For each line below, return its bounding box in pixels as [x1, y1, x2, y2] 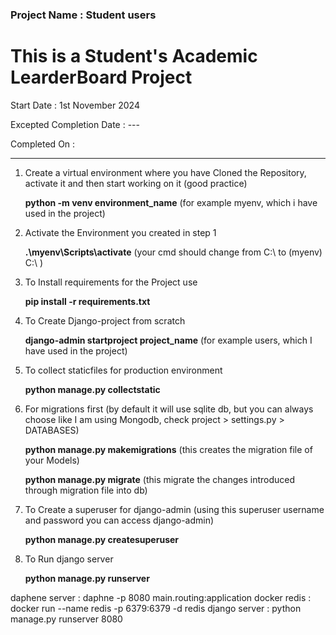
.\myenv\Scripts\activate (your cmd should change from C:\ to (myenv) [24, 246, 323, 258]
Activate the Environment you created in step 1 [24, 226, 217, 238]
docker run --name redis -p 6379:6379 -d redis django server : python [10, 602, 302, 614]
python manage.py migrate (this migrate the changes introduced [24, 473, 296, 485]
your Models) [24, 454, 80, 466]
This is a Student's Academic [10, 45, 258, 68]
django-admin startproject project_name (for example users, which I [24, 334, 313, 346]
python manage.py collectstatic [24, 383, 161, 395]
